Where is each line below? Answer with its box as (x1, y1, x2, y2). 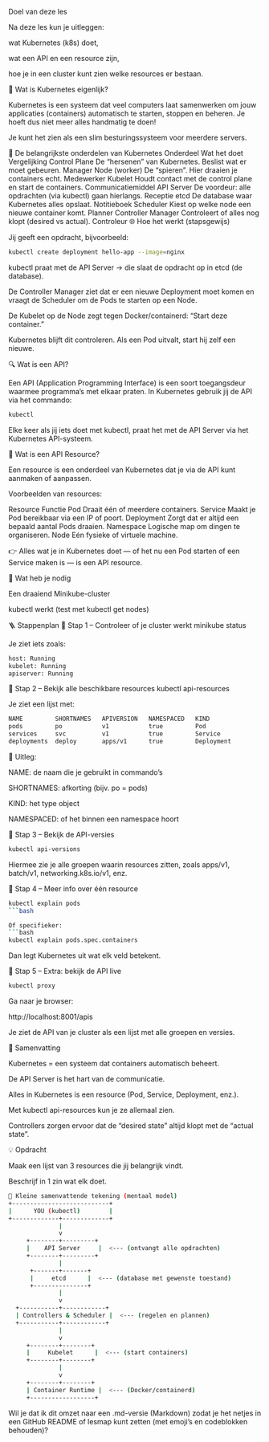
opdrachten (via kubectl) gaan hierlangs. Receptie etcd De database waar (8, 191, 253, 200)
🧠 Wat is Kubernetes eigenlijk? (8, 84, 108, 94)
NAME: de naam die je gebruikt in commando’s (8, 767, 163, 777)
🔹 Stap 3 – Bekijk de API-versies (8, 829, 115, 839)
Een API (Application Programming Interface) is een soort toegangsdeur (8, 377, 247, 388)
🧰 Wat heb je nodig (8, 573, 71, 583)
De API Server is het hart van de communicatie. (8, 1074, 165, 1083)
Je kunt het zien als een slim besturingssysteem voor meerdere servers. (8, 132, 247, 142)
